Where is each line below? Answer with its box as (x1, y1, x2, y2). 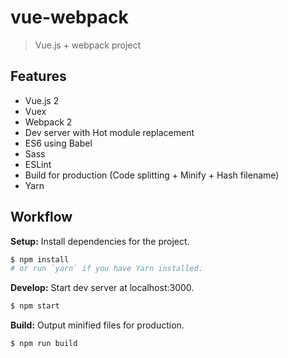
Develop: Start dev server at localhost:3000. (10, 282, 195, 294)
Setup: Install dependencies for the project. (10, 235, 190, 247)
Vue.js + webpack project (34, 39, 142, 51)
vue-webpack (10, 6, 129, 29)
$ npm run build (10, 339, 78, 349)
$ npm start (10, 301, 60, 311)
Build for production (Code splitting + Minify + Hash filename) (24, 169, 280, 181)
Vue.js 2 (24, 94, 60, 106)
